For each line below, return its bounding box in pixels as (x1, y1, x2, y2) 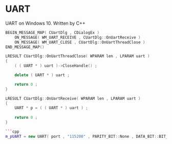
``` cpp (5, 129, 19, 134)
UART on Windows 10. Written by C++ (5, 20, 85, 26)
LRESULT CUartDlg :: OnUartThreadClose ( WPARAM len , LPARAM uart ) (5, 53, 150, 59)
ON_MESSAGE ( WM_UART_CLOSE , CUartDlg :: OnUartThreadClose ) (14, 40, 145, 45)
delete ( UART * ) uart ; (14, 73, 70, 78)
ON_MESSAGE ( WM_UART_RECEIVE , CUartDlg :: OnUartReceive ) (14, 34, 141, 40)
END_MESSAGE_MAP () (5, 44, 45, 49)
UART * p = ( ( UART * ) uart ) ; (14, 105, 88, 111)
